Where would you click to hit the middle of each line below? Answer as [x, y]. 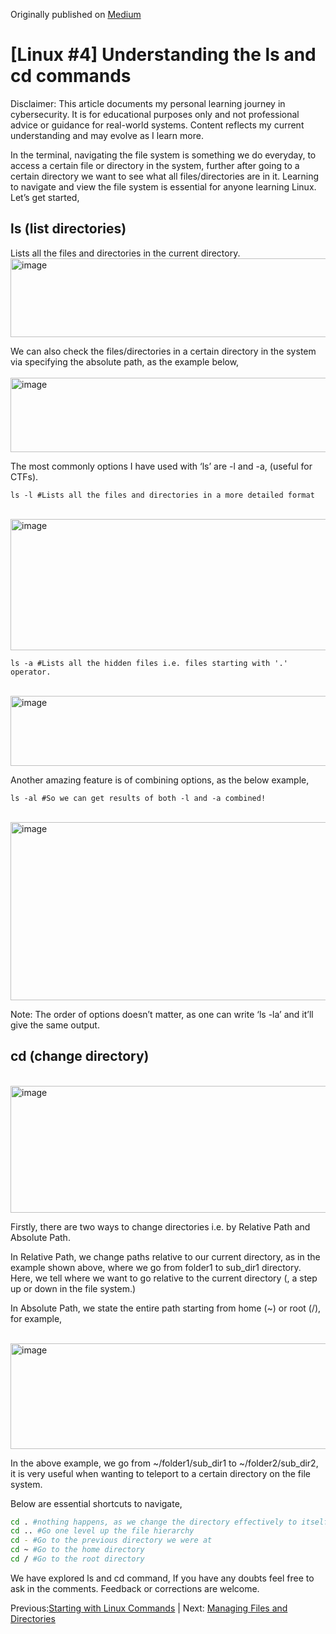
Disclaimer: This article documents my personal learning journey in [148, 103]
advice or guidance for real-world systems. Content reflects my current [157, 125]
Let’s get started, [45, 197]
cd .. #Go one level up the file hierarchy [102, 1531]
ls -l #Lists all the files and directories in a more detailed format [162, 495]
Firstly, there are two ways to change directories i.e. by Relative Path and [160, 1226]
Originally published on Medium [76, 14]
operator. [31, 672]
